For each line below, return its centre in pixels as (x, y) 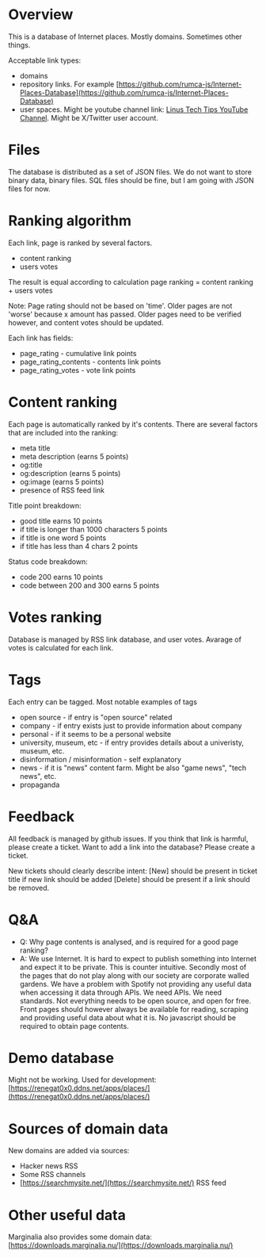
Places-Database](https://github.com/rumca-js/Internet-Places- (124, 92)
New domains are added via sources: (69, 1151)
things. (19, 44)
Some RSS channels (53, 1175)
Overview (41, 15)
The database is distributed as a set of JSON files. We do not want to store (130, 171)
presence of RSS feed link (62, 490)
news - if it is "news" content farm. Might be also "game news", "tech (133, 768)
